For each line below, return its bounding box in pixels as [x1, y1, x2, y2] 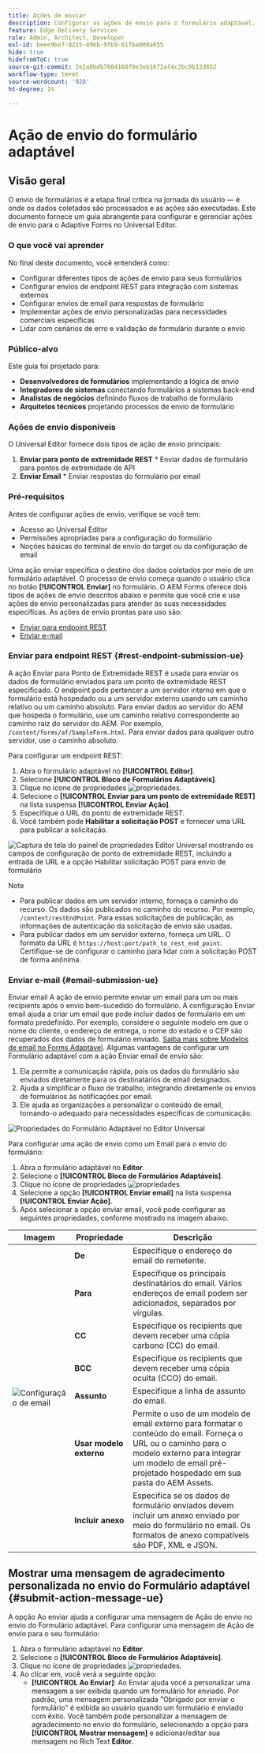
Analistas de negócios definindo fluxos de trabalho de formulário [19, 393, 233, 403]
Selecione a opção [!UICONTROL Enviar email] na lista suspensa [19, 1188, 232, 1198]
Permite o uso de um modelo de [132, 1408, 251, 1419]
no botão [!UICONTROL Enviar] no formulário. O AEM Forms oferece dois [8, 582, 248, 591]
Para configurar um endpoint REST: [8, 751, 123, 760]
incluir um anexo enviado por [132, 1510, 241, 1521]
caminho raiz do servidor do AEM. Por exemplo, [8, 718, 164, 728]
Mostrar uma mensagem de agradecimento [8, 1566, 226, 1580]
